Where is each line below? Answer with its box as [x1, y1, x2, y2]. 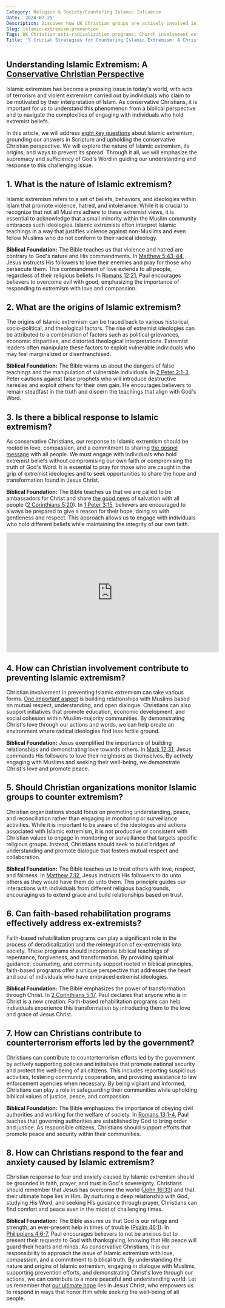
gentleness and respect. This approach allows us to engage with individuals [6, 514, 196, 521]
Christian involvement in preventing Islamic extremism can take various [6, 689, 184, 696]
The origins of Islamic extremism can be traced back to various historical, [6, 318, 190, 326]
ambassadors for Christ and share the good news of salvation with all [6, 495, 180, 502]
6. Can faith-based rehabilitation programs [6, 909, 171, 919]
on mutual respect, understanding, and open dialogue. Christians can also [6, 702, 191, 709]
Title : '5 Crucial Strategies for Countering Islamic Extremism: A [6, 37, 181, 43]
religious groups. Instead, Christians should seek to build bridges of [6, 840, 175, 847]
